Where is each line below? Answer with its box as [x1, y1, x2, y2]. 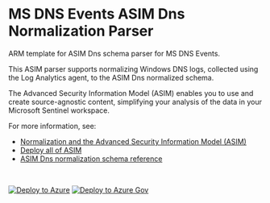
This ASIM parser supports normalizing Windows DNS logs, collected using [8, 64, 259, 73]
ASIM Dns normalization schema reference [19, 154, 163, 164]
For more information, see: [8, 121, 97, 130]
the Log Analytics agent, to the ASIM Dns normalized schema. [8, 72, 214, 82]
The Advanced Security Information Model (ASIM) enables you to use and [8, 88, 254, 97]
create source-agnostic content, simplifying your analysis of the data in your [8, 97, 262, 106]
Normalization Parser [8, 22, 154, 40]
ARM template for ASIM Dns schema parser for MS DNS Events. [8, 48, 220, 58]
